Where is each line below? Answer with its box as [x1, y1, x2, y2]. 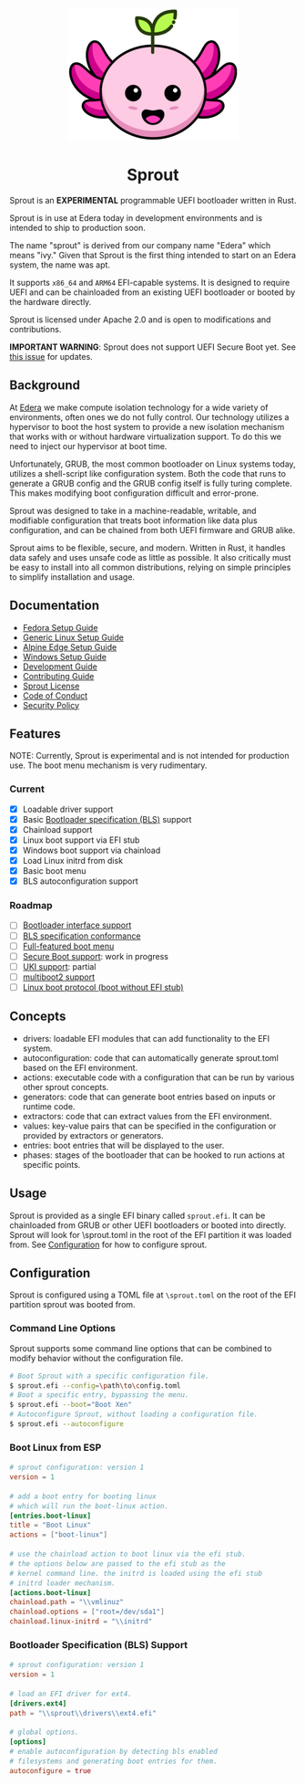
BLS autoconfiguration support [22, 876, 138, 887]
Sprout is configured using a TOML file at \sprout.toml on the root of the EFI [9, 1289, 296, 1300]
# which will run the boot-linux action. [9, 1501, 169, 1510]
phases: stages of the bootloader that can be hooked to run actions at [22, 1150, 285, 1160]
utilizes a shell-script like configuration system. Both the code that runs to [9, 467, 287, 478]
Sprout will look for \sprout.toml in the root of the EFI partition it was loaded [9, 1229, 292, 1240]
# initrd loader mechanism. [9, 1579, 117, 1588]
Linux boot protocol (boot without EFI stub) [22, 982, 184, 992]
